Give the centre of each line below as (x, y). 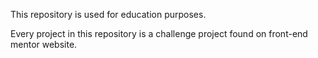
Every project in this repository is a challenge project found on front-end (159, 33)
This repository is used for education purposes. (108, 14)
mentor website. (44, 44)
